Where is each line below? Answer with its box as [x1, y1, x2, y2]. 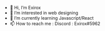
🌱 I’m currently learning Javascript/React [9, 15, 94, 21]
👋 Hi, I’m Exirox [9, 5, 41, 10]
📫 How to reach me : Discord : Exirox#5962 [9, 21, 101, 27]
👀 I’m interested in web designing [9, 10, 79, 16]
